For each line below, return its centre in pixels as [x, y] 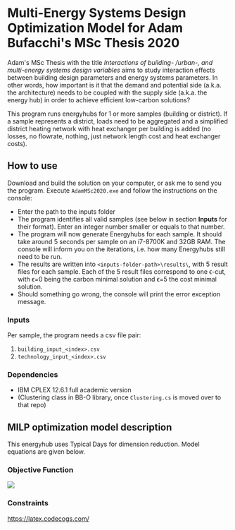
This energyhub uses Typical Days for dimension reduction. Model [103, 444]
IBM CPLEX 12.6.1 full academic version [74, 390]
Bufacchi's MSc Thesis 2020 [94, 43]
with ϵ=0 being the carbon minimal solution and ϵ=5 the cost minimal [117, 279]
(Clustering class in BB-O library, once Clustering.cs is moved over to [119, 397]
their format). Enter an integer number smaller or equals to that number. [121, 227]
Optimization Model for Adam [95, 28]
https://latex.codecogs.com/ [48, 518]
